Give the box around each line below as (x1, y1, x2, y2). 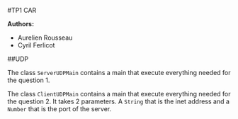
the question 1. (7, 76, 50, 84)
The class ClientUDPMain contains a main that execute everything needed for (7, 90, 232, 98)
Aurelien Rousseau (17, 33, 73, 42)
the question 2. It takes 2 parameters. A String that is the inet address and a (7, 97, 230, 106)
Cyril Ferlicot (17, 41, 55, 49)
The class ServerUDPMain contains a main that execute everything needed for (7, 69, 232, 76)
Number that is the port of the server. (7, 105, 112, 113)
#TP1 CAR (7, 6, 37, 14)
